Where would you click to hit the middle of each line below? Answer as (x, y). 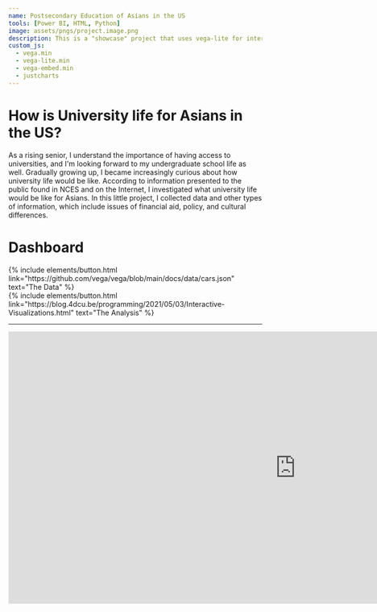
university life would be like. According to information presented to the (125, 180)
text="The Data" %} (41, 287)
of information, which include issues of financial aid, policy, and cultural (127, 206)
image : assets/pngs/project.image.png (73, 31)
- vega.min (34, 53)
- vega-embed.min (45, 68)
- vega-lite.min (43, 61)
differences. (28, 215)
